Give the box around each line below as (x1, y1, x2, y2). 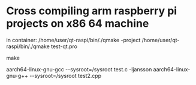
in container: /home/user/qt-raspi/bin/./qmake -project (6, 36, 141, 43)
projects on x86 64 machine (6, 17, 149, 30)
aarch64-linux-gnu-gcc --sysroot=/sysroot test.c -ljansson (6, 65, 152, 73)
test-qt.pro (50, 43, 78, 50)
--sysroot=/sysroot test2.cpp (29, 72, 102, 79)
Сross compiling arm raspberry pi (6, 4, 177, 18)
